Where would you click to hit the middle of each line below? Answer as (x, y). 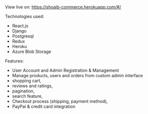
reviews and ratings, (32, 86)
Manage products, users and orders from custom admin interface (77, 75)
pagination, (23, 91)
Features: (15, 61)
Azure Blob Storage (32, 51)
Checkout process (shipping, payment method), (60, 101)
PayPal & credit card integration (44, 106)
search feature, (27, 96)
